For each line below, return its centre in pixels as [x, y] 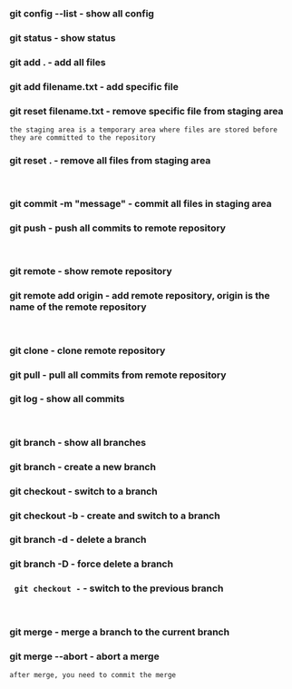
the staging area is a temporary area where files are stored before [144, 130]
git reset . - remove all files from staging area [110, 160]
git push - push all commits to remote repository [118, 228]
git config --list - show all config [82, 14]
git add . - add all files [58, 62]
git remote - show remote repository [91, 271]
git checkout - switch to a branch [83, 491]
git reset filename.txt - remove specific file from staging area [146, 111]
